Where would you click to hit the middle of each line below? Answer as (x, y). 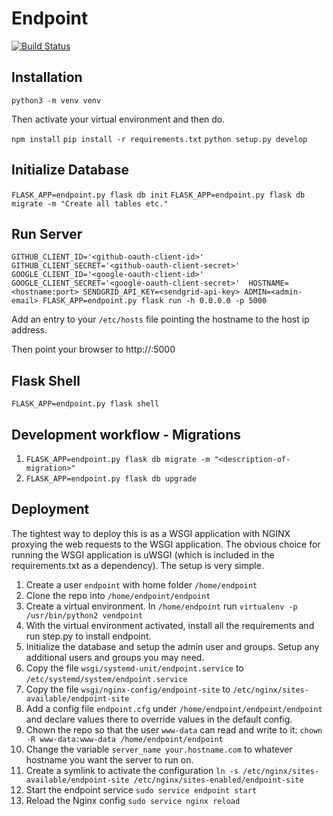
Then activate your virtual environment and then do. (118, 119)
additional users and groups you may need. (115, 657)
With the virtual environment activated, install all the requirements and (170, 625)
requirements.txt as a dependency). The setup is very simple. (137, 565)
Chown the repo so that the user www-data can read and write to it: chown (174, 729)
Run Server (47, 233)
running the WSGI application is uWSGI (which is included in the (143, 554)
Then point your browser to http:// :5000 (93, 349)
